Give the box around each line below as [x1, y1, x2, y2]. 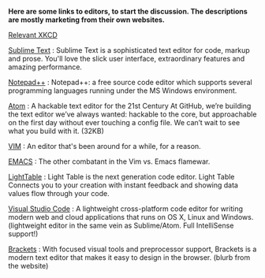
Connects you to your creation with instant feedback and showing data [8, 180, 239, 190]
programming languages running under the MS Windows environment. [8, 86, 237, 95]
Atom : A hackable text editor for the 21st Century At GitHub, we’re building [8, 102, 252, 110]
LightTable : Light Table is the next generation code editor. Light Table [8, 172, 235, 181]
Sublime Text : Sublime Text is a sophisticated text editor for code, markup [8, 46, 250, 54]
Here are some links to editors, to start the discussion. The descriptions [8, 7, 248, 16]
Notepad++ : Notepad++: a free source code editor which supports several [8, 78, 252, 87]
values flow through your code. [8, 189, 110, 198]
